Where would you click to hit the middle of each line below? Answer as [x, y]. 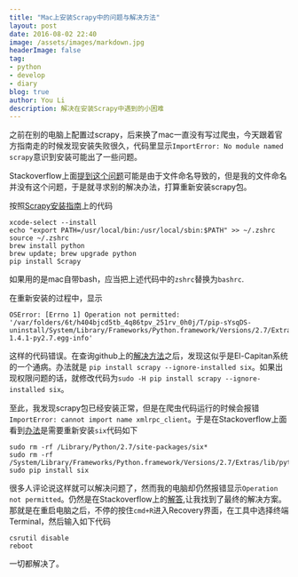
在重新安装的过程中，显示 [56, 298]
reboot [21, 546]
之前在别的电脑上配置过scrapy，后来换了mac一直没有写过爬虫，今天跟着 [142, 135]
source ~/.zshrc [39, 238]
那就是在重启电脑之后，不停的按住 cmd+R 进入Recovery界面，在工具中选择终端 [149, 510]
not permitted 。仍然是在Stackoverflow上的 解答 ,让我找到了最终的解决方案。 [148, 500]
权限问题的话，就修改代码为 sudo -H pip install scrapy [119, 378]
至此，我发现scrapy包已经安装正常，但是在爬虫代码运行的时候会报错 [134, 408]
